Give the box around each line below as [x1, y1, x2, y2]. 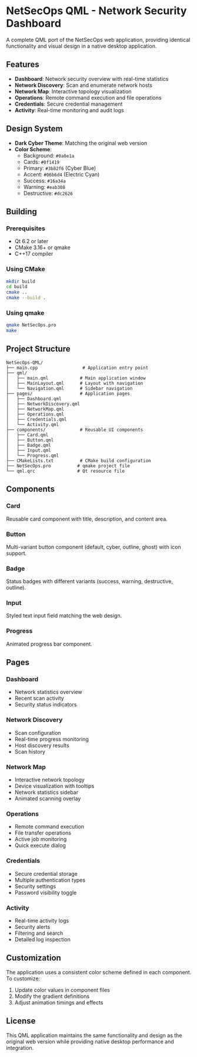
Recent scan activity [14, 695, 65, 702]
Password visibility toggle [14, 889, 77, 896]
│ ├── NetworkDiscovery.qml [6, 401, 81, 407]
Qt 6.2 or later [14, 238, 49, 245]
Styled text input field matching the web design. [6, 612, 122, 619]
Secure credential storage [14, 870, 78, 877]
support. [6, 549, 27, 557]
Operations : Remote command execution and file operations [14, 94, 162, 101]
